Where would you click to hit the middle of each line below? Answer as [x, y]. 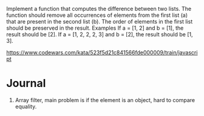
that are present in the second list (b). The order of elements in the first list [100, 21]
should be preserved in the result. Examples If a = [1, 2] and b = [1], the [95, 28]
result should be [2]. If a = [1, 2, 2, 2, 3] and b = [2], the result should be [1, [100, 34]
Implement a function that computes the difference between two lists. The [99, 9]
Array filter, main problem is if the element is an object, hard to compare [105, 100]
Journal [26, 83]
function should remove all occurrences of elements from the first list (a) [97, 15]
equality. [26, 106]
